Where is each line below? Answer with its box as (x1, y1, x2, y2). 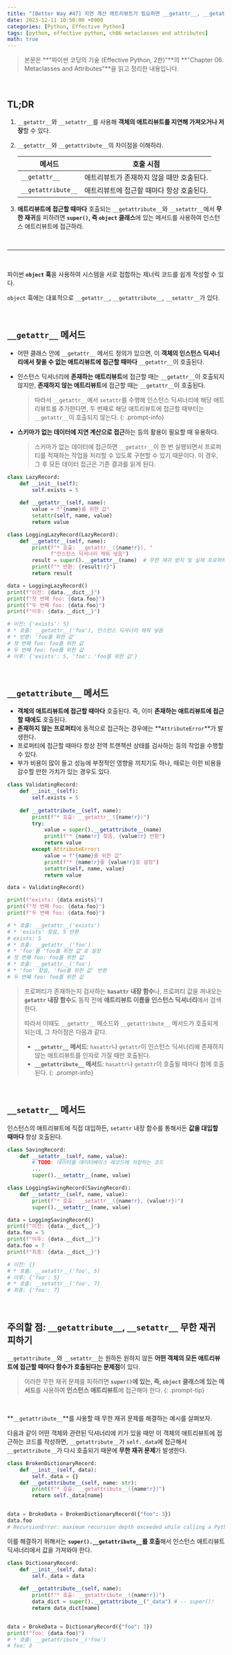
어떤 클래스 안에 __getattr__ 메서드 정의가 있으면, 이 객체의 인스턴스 (17, 349, 202, 357)
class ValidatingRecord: (7, 781, 79, 789)
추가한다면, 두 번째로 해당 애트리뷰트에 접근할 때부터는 (58, 404, 204, 412)
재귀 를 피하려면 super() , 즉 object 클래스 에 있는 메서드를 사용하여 (23, 213, 202, 222)
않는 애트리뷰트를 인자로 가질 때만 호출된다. (34, 1051, 151, 1059)
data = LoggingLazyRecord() (7, 582, 88, 589)
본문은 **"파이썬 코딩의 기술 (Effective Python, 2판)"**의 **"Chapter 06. (23, 56, 224, 64)
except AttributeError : (32, 846, 100, 853)
